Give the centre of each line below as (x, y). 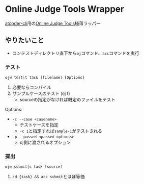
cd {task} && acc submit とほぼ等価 (48, 177)
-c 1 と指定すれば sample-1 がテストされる (61, 131)
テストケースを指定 (39, 125)
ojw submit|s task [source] (34, 167)
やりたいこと (25, 40)
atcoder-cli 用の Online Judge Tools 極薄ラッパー (53, 23)
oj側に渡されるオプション (45, 142)
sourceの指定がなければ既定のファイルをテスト (67, 100)
